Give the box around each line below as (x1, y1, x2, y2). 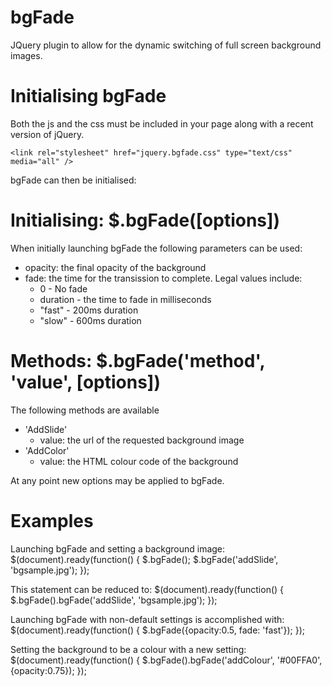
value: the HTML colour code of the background (39, 455, 239, 467)
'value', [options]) (10, 371, 161, 393)
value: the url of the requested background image (39, 434, 245, 446)
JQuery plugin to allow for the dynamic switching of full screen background (10, 39, 322, 51)
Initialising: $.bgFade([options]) (10, 209, 281, 232)
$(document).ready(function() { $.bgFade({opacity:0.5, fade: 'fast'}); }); (10, 624, 306, 636)
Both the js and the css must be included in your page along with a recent (10, 117, 314, 130)
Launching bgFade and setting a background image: (10, 542, 226, 555)
